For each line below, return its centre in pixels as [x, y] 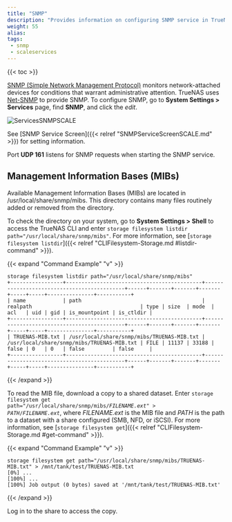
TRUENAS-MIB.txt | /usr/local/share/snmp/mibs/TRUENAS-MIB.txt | [109, 337]
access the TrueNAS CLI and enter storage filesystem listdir [97, 228]
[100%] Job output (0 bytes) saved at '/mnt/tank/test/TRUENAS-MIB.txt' [114, 485]
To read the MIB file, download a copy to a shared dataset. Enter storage [110, 393]
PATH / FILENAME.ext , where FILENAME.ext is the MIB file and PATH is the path [116, 412]
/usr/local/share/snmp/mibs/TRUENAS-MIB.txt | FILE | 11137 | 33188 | [111, 342]
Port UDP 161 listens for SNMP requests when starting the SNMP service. [111, 154]
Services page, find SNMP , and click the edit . [72, 107]
